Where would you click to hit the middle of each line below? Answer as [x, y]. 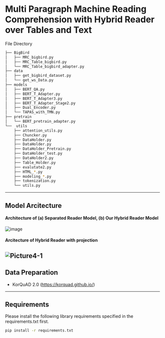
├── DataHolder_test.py [38, 154]
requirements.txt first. [27, 322]
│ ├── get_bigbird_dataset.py [38, 76]
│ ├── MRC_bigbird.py [29, 57]
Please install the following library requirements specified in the [69, 316]
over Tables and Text [49, 30]
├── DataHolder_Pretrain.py [42, 149]
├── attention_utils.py [38, 131]
